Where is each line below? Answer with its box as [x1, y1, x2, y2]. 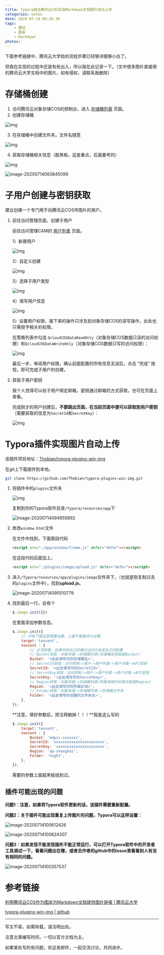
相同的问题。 [9, 854, 35, 859]
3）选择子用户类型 [12, 278, 50, 284]
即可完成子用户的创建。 [20, 366, 68, 373]
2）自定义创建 [12, 258, 41, 264]
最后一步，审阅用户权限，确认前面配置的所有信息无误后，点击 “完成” [12, 360, 150, 366]
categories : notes [5, 12, 42, 17]
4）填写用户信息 [12, 298, 45, 304]
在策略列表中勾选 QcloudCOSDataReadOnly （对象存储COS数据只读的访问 [12, 334, 154, 340]
